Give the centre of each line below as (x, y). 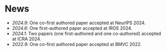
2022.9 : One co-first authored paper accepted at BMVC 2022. (77, 44)
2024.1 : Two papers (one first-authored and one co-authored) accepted (87, 33)
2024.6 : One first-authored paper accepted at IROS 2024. (72, 28)
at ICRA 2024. (26, 39)
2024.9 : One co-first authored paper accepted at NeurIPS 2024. (79, 23)
